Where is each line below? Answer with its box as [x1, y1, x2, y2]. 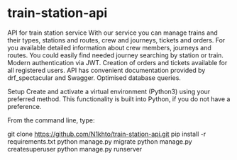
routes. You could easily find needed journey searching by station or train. [7, 51, 224, 59]
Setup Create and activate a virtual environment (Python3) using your [7, 87, 211, 96]
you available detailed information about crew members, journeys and [7, 43, 211, 52]
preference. [7, 102, 42, 110]
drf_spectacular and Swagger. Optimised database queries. [7, 73, 181, 82]
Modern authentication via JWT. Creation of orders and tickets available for [7, 58, 228, 67]
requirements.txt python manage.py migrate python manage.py [7, 137, 193, 146]
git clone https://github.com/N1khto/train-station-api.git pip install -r [7, 130, 206, 138]
